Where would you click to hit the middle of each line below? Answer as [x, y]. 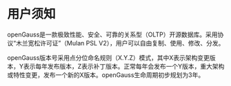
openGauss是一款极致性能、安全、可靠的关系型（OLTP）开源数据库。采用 [113, 34]
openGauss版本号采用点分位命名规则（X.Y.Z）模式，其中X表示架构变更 [109, 57]
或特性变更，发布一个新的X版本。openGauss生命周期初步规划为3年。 [106, 75]
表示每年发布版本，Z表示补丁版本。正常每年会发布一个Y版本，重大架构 [124, 66]
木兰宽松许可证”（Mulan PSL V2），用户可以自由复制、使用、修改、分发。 [120, 43]
